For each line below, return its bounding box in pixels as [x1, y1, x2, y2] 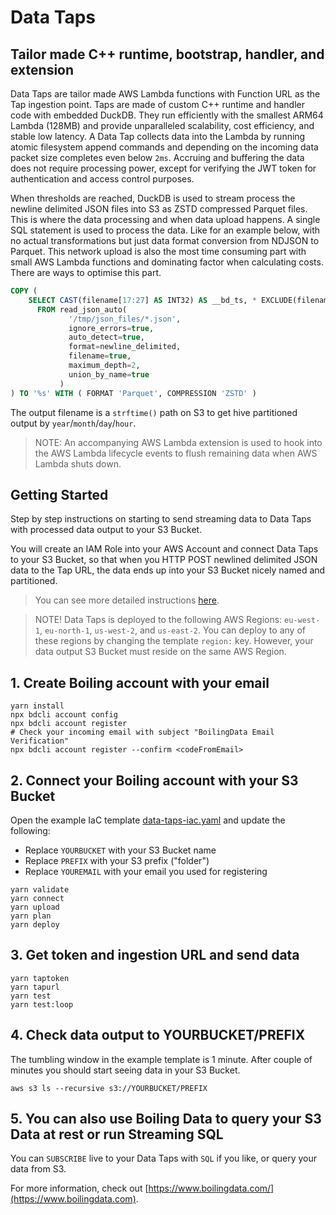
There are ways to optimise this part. [10, 267, 162, 278]
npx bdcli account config [10, 710, 118, 720]
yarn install [10, 701, 65, 711]
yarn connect [10, 893, 65, 903]
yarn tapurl [10, 982, 60, 992]
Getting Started [10, 486, 109, 503]
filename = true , [68, 351, 132, 361]
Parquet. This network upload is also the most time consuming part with [10, 246, 307, 257]
